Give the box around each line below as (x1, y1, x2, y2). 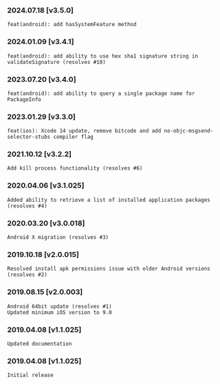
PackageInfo (7, 95, 41, 103)
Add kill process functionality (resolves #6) (7, 165, 143, 172)
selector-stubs (7, 133, 51, 141)
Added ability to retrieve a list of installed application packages (7, 196, 211, 203)
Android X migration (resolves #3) (7, 234, 109, 241)
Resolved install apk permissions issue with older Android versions (7, 265, 211, 273)
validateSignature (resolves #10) (7, 58, 107, 65)
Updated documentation (7, 340, 72, 347)
